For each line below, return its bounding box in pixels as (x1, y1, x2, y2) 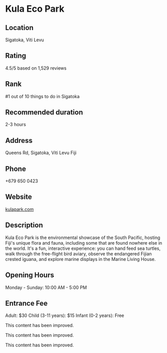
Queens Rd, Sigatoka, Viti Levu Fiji (5, 150, 77, 156)
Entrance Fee (5, 299, 48, 308)
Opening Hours (5, 271, 54, 280)
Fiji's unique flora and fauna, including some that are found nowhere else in (5, 240, 162, 246)
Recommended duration (5, 108, 83, 117)
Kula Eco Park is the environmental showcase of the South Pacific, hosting (5, 234, 160, 241)
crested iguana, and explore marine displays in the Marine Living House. (5, 256, 156, 262)
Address (5, 136, 33, 145)
